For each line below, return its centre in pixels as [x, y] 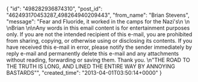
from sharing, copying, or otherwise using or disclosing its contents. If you [99, 41]
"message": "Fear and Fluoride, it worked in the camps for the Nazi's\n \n [98, 21]
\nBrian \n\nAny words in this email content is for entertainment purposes [98, 28]
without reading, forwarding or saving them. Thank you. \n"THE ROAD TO [98, 60]
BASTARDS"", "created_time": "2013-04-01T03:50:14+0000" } [84, 73]
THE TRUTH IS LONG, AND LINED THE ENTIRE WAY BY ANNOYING [91, 66]
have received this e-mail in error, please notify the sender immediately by [99, 47]
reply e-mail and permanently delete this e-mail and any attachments [93, 53]
